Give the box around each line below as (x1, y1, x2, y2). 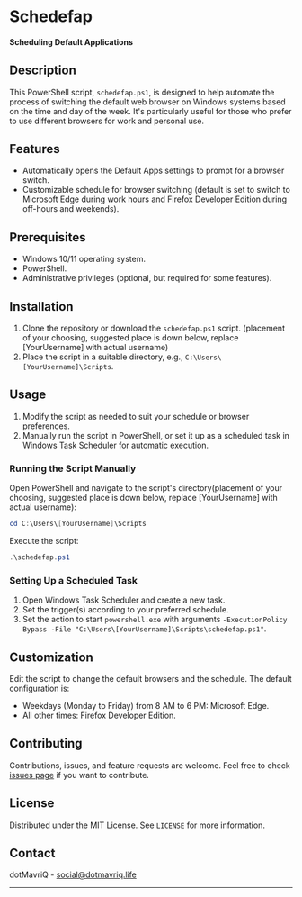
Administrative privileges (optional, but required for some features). (22, 273, 272, 284)
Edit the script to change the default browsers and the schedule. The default (9, 674, 292, 684)
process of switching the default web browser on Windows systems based (9, 96, 286, 107)
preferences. (22, 421, 70, 431)
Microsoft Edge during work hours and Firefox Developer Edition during (22, 194, 288, 204)
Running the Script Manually (9, 462, 137, 475)
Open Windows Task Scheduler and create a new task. (22, 594, 226, 605)
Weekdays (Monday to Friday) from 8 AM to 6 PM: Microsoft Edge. (22, 701, 270, 711)
